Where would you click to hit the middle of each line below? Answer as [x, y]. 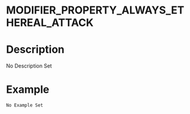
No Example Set [25, 105]
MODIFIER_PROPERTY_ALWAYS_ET [95, 10]
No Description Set [29, 66]
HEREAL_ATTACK [50, 23]
